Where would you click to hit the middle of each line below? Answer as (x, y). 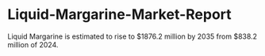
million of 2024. (33, 44)
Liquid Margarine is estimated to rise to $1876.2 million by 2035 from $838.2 (132, 36)
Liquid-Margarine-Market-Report (119, 15)
